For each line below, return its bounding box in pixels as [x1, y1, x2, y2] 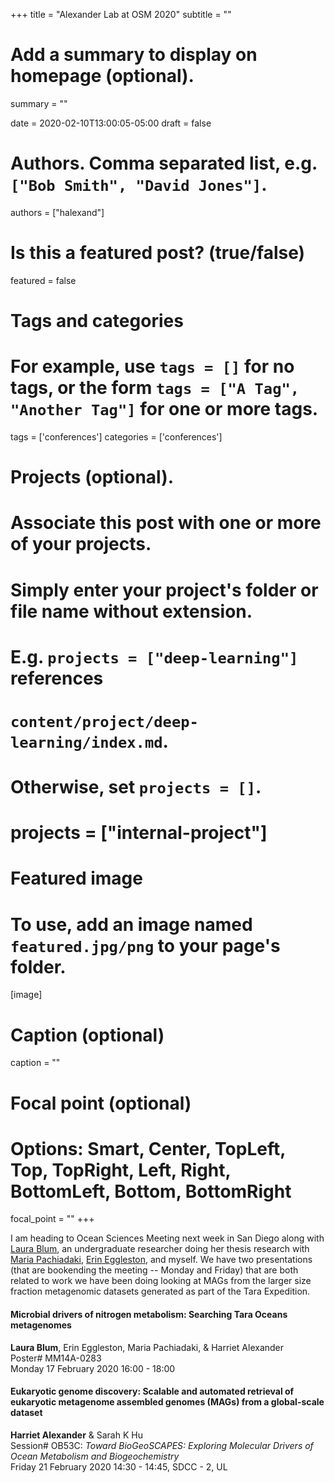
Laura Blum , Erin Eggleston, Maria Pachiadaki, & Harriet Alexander [10, 1341, 285, 1353]
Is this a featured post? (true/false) [10, 242, 306, 264]
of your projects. [10, 533, 152, 556]
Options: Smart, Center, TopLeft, [10, 1137, 286, 1160]
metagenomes [10, 1319, 72, 1331]
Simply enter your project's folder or [10, 579, 319, 601]
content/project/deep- [10, 712, 199, 731]
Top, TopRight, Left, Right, [10, 1159, 232, 1181]
